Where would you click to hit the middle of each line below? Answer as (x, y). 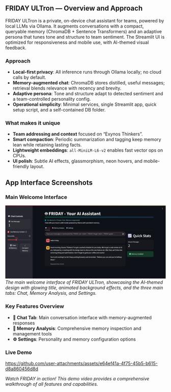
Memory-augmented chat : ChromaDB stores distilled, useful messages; (89, 83)
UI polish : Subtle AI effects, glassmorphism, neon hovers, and (77, 161)
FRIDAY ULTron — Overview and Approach (74, 8)
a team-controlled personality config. (52, 99)
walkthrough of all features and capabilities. (52, 384)
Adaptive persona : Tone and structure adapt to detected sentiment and (88, 94)
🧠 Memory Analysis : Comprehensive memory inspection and (77, 328)
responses (24, 323)
